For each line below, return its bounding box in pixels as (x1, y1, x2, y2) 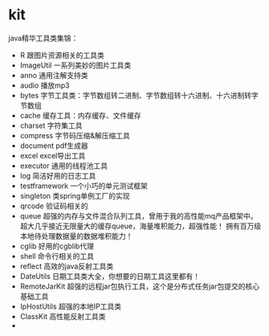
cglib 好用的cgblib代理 (19, 241, 95, 251)
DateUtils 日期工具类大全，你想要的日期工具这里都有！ (19, 271, 201, 281)
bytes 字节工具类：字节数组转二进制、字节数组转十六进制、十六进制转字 (19, 90, 259, 100)
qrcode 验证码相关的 (19, 201, 88, 211)
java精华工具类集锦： (8, 33, 79, 43)
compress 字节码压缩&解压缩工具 (19, 130, 130, 140)
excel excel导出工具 (19, 150, 86, 160)
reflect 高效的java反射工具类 (19, 261, 114, 271)
